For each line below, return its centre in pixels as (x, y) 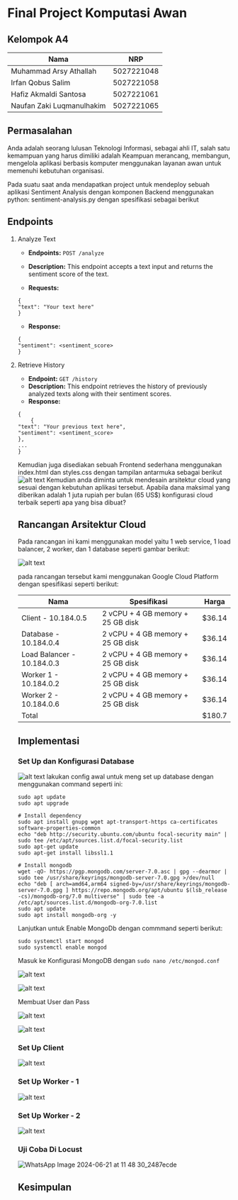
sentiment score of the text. (68, 274)
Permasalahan (40, 131)
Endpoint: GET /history (63, 378)
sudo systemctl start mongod (61, 942)
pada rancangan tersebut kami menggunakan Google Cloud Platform (118, 577)
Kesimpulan (45, 1187)
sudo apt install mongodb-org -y (67, 915)
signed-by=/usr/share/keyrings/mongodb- (170, 884)
